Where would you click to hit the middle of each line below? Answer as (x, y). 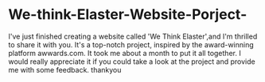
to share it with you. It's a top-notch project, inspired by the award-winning (131, 44)
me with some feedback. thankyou (65, 69)
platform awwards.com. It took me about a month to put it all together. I (125, 53)
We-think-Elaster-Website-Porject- (128, 15)
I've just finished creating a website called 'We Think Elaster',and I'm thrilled (133, 36)
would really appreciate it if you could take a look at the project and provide (132, 61)
